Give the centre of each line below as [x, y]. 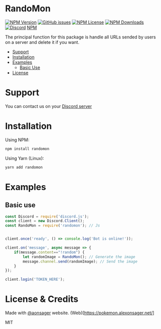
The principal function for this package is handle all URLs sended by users [80, 37]
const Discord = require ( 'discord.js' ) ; [47, 216]
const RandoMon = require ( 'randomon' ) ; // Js [52, 226]
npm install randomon [27, 149]
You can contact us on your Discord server [48, 106]
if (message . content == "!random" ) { [49, 252]
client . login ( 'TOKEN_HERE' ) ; [35, 280]
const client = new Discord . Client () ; [45, 221]
